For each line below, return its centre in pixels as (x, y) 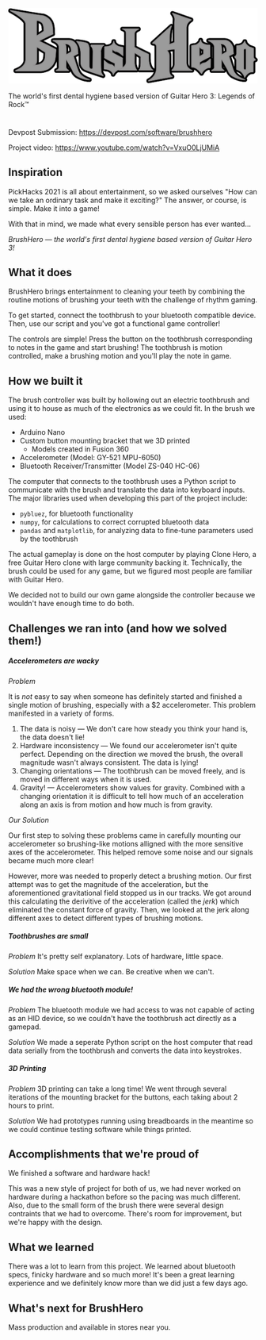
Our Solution (28, 820)
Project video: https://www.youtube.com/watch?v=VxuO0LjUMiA (114, 148)
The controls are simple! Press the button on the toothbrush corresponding (131, 339)
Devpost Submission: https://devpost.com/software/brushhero (110, 132)
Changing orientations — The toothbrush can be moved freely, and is (132, 770)
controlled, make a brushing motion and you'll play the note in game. (120, 356)
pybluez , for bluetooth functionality (76, 514)
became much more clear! (51, 860)
